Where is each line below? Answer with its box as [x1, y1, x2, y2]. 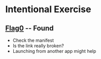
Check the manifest [12, 37, 54, 43]
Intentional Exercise [5, 4, 91, 15]
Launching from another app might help [12, 48, 96, 54]
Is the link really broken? [12, 43, 64, 49]
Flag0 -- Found [5, 24, 54, 33]
